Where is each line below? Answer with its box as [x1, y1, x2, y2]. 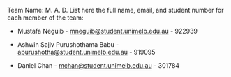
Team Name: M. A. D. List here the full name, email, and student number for [7, 6, 224, 14]
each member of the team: [7, 13, 84, 22]
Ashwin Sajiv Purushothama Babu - [17, 41, 119, 48]
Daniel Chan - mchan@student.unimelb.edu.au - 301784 [17, 62, 180, 69]
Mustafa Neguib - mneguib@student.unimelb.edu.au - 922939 [17, 27, 198, 35]
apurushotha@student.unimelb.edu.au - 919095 [17, 48, 156, 56]
